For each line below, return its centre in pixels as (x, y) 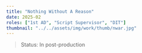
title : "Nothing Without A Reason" (50, 11)
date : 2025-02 (24, 17)
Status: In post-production (53, 45)
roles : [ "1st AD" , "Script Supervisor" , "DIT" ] (66, 22)
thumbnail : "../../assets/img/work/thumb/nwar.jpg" (71, 28)
